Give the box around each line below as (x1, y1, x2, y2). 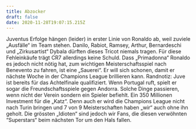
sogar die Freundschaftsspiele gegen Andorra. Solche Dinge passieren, (6, 86, 180, 93)
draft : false (6, 14, 38, 20)
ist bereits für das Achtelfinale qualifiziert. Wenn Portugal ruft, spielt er (6, 79, 177, 86)
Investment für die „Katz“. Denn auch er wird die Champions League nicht (6, 98, 185, 105)
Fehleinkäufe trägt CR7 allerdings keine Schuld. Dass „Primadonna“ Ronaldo (6, 54, 190, 62)
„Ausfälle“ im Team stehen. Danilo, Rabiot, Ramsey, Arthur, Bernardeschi (6, 42, 181, 49)
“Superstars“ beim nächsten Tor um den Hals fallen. (6, 117, 132, 124)
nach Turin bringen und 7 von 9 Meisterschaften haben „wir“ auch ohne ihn (6, 104, 188, 111)
